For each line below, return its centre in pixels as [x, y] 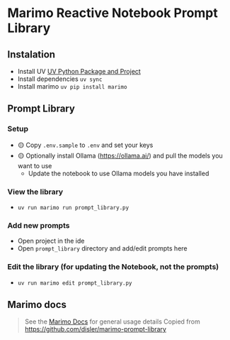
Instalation [31, 54]
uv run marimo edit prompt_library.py [75, 283]
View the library [35, 192]
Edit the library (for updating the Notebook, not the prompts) [113, 267]
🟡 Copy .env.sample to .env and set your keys [85, 145]
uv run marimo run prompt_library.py [73, 207]
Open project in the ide [51, 241]
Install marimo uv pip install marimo [72, 86]
